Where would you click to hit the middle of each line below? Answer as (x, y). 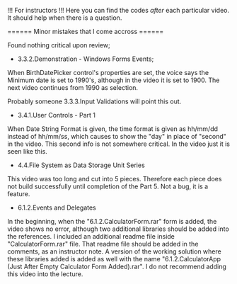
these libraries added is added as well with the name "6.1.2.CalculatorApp (114, 259)
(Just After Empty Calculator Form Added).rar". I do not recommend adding (117, 266)
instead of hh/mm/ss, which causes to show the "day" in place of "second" (117, 136)
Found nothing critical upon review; (59, 45)
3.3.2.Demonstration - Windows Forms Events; (86, 59)
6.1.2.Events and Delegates (57, 208)
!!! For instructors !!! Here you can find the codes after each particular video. (118, 10)
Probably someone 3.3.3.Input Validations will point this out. (94, 101)
